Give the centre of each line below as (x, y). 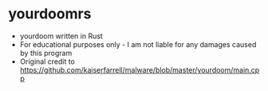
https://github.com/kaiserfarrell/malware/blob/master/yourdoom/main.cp (140, 69)
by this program (46, 53)
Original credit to (47, 61)
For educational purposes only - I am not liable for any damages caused (138, 44)
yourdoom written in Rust (61, 36)
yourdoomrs (50, 14)
